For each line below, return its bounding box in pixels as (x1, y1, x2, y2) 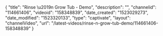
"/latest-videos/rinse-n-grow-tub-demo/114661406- (51, 20, 159, 26)
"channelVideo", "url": (5, 20, 51, 26)
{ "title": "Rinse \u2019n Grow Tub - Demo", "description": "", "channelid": (5, 4, 157, 10)
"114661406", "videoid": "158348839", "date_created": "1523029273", (5, 9, 149, 15)
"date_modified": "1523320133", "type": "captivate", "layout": (5, 15, 131, 20)
